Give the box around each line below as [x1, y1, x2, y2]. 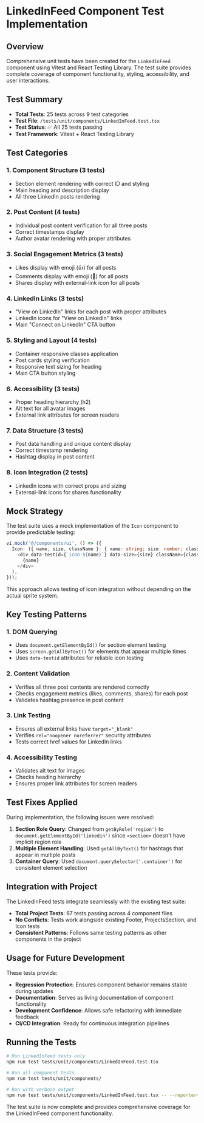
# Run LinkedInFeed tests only [6, 1053, 86, 1059]
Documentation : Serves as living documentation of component [15, 994, 174, 1001]
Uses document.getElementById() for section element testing [15, 641, 166, 649]
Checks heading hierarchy [15, 773, 81, 781]
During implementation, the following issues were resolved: [6, 813, 155, 821]
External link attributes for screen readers [15, 411, 120, 418]
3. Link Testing [6, 711, 50, 720]
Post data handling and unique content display [15, 440, 132, 448]
